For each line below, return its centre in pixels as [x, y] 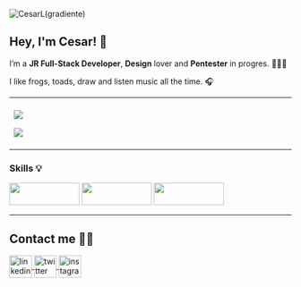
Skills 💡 [26, 168]
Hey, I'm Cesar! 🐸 [58, 42]
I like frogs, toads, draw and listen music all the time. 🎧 [112, 81]
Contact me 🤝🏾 [52, 238]
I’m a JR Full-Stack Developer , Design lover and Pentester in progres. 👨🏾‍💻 [148, 63]
